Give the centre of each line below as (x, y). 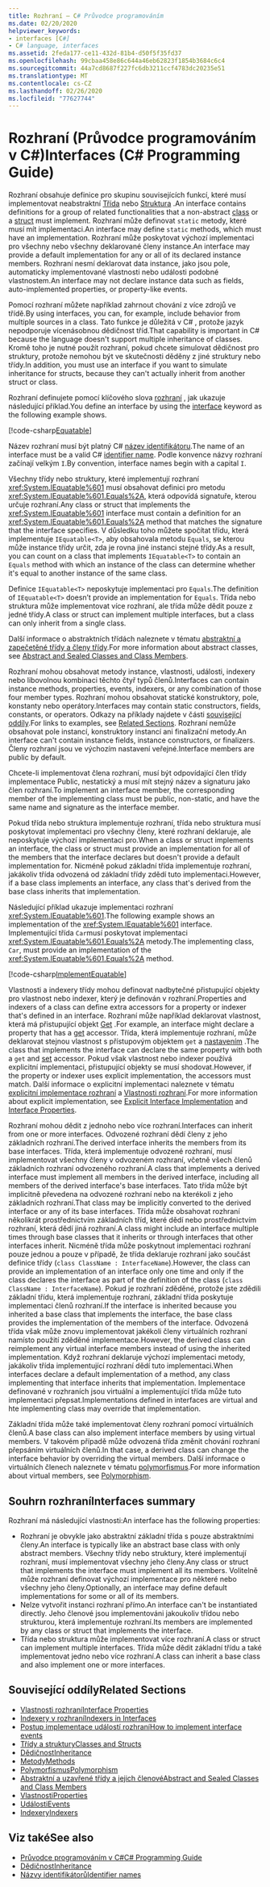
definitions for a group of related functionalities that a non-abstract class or (133, 212)
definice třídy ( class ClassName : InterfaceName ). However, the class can (130, 1263)
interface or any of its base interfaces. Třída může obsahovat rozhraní (124, 1211)
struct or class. (33, 382)
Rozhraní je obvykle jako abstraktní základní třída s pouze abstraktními (137, 1536)
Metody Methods (48, 1761)
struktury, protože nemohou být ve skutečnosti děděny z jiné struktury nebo (135, 357)
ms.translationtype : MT (48, 76)
